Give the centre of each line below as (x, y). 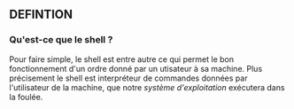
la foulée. (26, 97)
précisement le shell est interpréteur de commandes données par (128, 78)
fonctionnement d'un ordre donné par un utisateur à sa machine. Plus (136, 68)
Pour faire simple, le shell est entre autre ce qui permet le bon (122, 59)
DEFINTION (41, 15)
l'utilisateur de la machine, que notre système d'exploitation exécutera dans (147, 87)
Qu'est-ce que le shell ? (61, 40)
